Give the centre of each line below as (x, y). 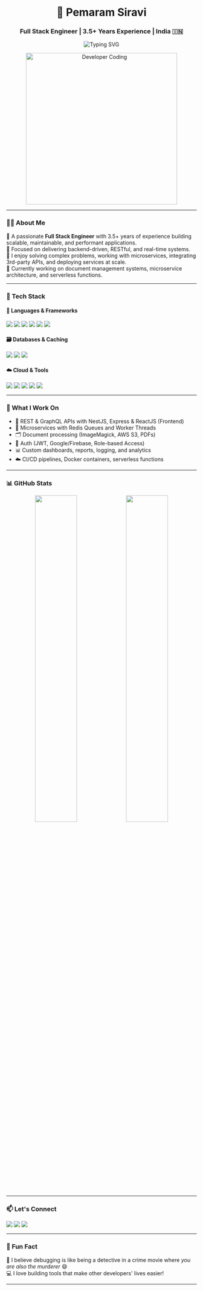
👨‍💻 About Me (26, 223)
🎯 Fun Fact (22, 1247)
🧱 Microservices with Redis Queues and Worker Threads (85, 428)
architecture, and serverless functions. (54, 275)
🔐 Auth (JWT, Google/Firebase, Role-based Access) (80, 443)
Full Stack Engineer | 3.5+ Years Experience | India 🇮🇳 (101, 32)
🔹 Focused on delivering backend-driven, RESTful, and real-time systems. (98, 249)
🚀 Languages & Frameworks (42, 311)
